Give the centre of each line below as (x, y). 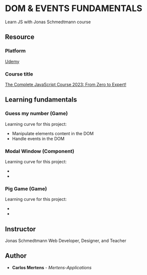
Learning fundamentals (41, 100)
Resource (20, 37)
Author (16, 256)
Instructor (21, 229)
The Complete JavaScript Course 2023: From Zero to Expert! (66, 84)
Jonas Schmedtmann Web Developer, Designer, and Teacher (66, 241)
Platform (15, 51)
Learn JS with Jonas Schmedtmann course (48, 22)
